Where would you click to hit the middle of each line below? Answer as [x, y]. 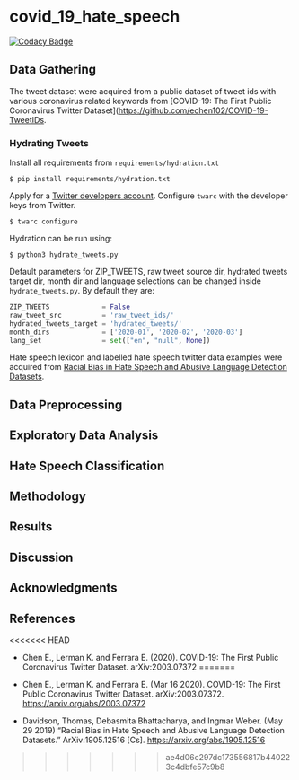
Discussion [41, 557]
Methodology [48, 496]
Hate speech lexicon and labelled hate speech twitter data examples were [146, 357]
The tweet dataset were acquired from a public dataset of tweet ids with [143, 91]
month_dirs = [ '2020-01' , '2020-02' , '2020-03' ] [126, 332]
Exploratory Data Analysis [84, 436]
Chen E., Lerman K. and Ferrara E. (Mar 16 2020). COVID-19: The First [151, 684]
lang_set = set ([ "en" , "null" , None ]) [110, 340]
